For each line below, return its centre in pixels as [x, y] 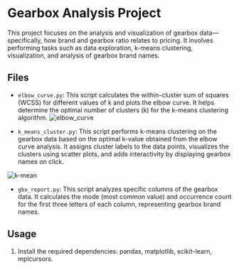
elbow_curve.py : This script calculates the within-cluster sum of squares [123, 94]
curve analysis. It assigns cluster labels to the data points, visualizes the [123, 146]
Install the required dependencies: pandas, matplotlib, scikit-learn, [115, 251]
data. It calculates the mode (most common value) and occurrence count [124, 196]
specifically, [25, 40]
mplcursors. [35, 259]
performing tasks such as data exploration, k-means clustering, [100, 48]
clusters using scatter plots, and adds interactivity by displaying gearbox [124, 153]
